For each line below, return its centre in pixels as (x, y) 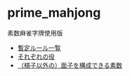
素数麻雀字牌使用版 (35, 33)
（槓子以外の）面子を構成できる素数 (70, 65)
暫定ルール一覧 (39, 47)
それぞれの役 (36, 56)
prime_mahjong (54, 13)
